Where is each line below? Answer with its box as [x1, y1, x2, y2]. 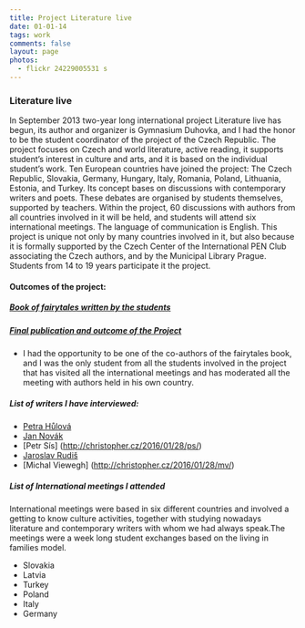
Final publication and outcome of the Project [9, 324, 182, 335]
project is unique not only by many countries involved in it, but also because [9, 232, 295, 242]
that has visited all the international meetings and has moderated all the [22, 367, 291, 378]
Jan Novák [22, 430, 64, 442]
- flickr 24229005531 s [17, 65, 107, 74]
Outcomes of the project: [9, 281, 107, 292]
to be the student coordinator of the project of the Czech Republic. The [9, 134, 276, 146]
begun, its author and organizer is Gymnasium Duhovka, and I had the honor [9, 125, 296, 136]
